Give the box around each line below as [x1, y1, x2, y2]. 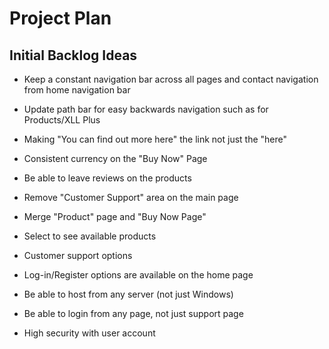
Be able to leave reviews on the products [23, 172, 192, 184]
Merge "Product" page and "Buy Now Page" [23, 211, 207, 222]
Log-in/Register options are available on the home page [23, 269, 254, 281]
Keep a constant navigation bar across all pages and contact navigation [23, 73, 319, 85]
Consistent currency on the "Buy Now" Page [23, 153, 208, 164]
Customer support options [23, 250, 133, 261]
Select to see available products [23, 230, 157, 242]
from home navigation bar [23, 84, 131, 96]
